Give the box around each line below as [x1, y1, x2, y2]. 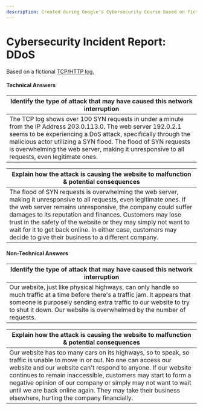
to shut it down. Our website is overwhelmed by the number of [9, 305, 186, 314]
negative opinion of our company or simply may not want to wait [9, 379, 192, 387]
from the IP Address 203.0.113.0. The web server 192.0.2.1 [9, 122, 182, 131]
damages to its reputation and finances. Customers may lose [9, 210, 181, 218]
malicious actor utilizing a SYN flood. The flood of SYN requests [9, 137, 190, 146]
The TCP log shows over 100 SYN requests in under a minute [9, 114, 184, 123]
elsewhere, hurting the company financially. [9, 394, 134, 402]
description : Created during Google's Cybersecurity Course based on [6, 8, 185, 15]
